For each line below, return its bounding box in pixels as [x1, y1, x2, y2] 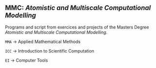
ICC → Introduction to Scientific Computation [5, 48, 95, 54]
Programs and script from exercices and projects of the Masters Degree [5, 24, 149, 30]
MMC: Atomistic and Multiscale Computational [5, 4, 151, 12]
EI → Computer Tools [5, 57, 48, 63]
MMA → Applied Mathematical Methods [5, 39, 81, 44]
